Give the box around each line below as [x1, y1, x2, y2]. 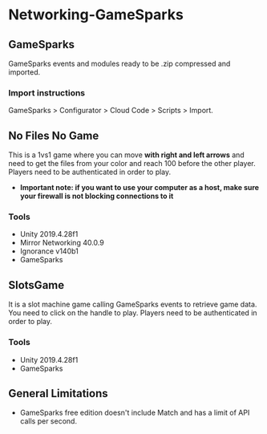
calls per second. [19, 416, 78, 426]
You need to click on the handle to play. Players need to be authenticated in [8, 308, 258, 318]
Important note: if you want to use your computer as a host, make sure [19, 183, 259, 193]
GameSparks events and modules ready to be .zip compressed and [8, 59, 231, 68]
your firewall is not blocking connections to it [19, 191, 174, 201]
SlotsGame [8, 278, 65, 292]
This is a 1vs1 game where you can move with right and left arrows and [8, 150, 245, 160]
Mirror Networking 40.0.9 [19, 238, 104, 248]
